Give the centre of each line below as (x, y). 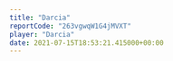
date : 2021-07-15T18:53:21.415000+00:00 (87, 43)
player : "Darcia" (42, 34)
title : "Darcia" (40, 17)
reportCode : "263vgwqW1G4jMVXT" (70, 26)
